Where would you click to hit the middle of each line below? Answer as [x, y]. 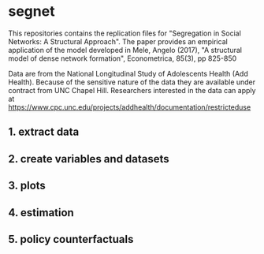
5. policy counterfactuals [71, 239]
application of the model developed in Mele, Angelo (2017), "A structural [125, 50]
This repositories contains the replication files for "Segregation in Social [125, 33]
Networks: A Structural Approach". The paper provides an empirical [118, 41]
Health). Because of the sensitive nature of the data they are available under [132, 82]
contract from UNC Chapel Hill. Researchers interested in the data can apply [132, 90]
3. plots [27, 186]
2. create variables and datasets [89, 159]
